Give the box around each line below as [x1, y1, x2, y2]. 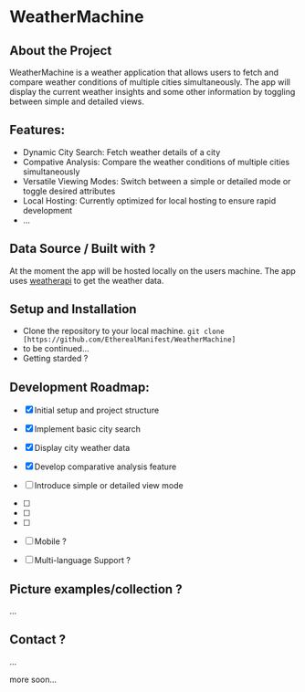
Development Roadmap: [9, 379, 150, 394]
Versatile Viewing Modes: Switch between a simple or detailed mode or [22, 175, 291, 186]
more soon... [9, 674, 58, 685]
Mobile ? [34, 536, 67, 547]
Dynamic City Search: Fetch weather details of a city [22, 146, 221, 157]
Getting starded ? [22, 353, 89, 364]
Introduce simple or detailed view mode [34, 480, 184, 491]
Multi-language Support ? [34, 555, 131, 566]
